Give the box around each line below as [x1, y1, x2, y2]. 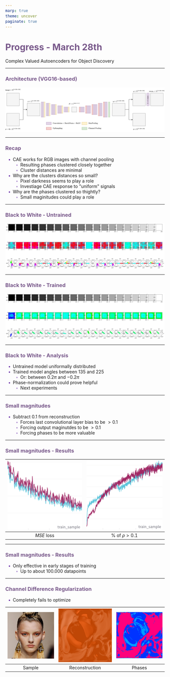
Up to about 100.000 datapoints [20, 568, 87, 574]
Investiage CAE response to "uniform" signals [20, 183, 115, 189]
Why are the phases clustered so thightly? [12, 188, 101, 194]
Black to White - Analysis [5, 352, 69, 359]
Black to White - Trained [5, 282, 66, 289]
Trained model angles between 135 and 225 [12, 369, 104, 375]
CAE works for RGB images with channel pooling [12, 156, 114, 162]
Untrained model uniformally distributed [12, 363, 96, 369]
